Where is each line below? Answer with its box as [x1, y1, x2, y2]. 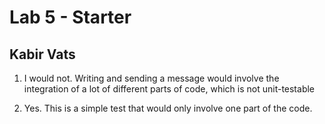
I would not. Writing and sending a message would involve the [23, 72, 280, 84]
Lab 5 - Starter [9, 6, 132, 29]
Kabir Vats [9, 46, 76, 63]
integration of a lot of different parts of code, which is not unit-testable [23, 83, 316, 95]
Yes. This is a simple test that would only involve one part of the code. [23, 102, 313, 114]
